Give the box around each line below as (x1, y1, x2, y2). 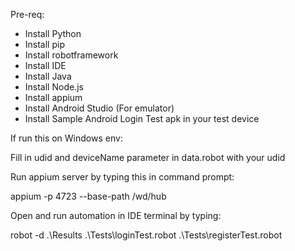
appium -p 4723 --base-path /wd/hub (10, 190, 167, 202)
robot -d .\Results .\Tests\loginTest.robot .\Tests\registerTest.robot (10, 229, 283, 241)
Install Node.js (24, 81, 84, 93)
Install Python (24, 28, 82, 39)
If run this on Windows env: (10, 132, 123, 144)
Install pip (24, 39, 65, 50)
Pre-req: (10, 9, 45, 20)
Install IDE (24, 60, 67, 71)
